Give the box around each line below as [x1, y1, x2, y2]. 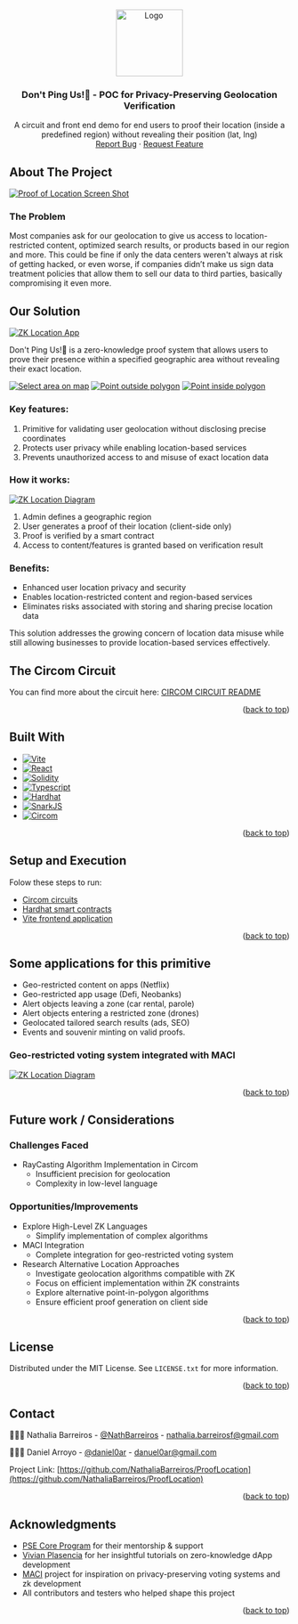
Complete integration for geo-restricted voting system [35, 1249, 234, 1260]
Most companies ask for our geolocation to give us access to [9, 231, 233, 241]
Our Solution [9, 304, 81, 319]
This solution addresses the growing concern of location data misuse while [9, 628, 285, 638]
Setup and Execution [9, 853, 127, 868]
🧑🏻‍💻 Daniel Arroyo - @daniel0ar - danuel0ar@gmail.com [9, 1447, 217, 1458]
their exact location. [9, 363, 82, 374]
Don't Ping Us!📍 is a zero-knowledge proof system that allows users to [9, 345, 269, 355]
